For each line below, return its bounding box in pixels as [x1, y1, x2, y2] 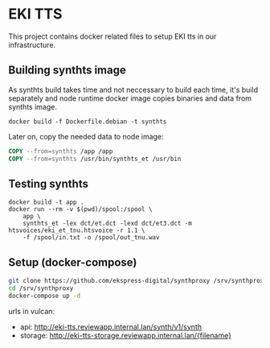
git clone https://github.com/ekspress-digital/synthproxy [8, 277, 211, 285]
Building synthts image [8, 64, 126, 77]
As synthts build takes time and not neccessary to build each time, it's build [8, 85, 259, 94]
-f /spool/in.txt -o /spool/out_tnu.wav [22, 234, 160, 242]
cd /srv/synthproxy [8, 284, 74, 292]
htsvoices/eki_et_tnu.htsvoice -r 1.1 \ [8, 226, 146, 234]
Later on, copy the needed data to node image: [8, 131, 164, 141]
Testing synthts [8, 176, 88, 190]
